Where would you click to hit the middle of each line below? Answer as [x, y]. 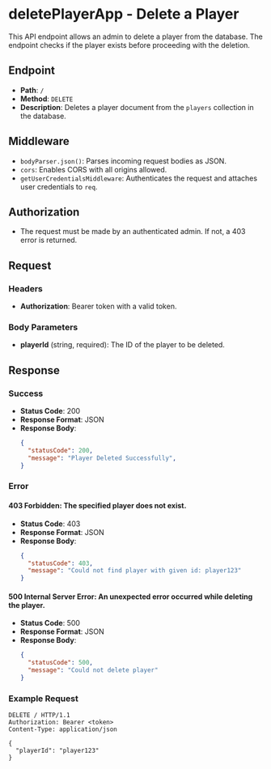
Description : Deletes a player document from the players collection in [137, 107]
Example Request [43, 699]
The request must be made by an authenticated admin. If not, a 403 [133, 232]
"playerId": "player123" [57, 751]
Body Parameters [43, 327]
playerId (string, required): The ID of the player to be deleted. [122, 345]
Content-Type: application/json [63, 729]
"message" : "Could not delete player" [93, 670]
